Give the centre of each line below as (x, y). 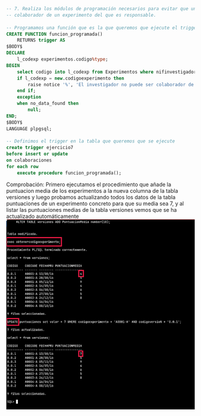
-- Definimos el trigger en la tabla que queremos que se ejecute (91, 141)
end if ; (26, 91)
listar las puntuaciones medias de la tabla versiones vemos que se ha (92, 209)
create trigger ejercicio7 (40, 148)
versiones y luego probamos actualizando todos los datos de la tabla (91, 197)
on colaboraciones (29, 160)
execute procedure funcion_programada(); (69, 173)
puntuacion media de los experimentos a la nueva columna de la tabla (92, 190)
